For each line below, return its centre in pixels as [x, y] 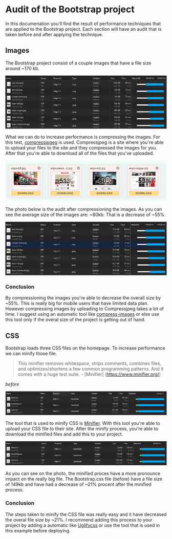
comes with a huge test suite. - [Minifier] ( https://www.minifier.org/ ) [89, 374]
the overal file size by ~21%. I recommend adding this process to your [79, 520]
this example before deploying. [38, 530]
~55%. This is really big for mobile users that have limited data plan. [77, 304]
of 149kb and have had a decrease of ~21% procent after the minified [79, 484]
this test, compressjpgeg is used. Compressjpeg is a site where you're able [84, 142]
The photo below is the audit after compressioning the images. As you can [84, 209]
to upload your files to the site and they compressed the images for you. [81, 148]
